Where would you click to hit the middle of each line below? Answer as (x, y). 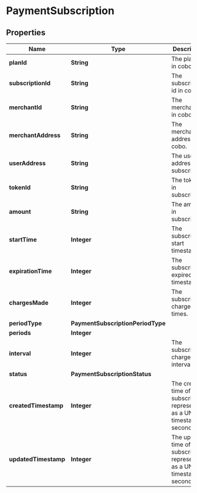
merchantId (26, 107)
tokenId (20, 187)
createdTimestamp (36, 405)
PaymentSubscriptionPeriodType (118, 323)
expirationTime (30, 271)
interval (20, 353)
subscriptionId (30, 83)
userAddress (27, 163)
